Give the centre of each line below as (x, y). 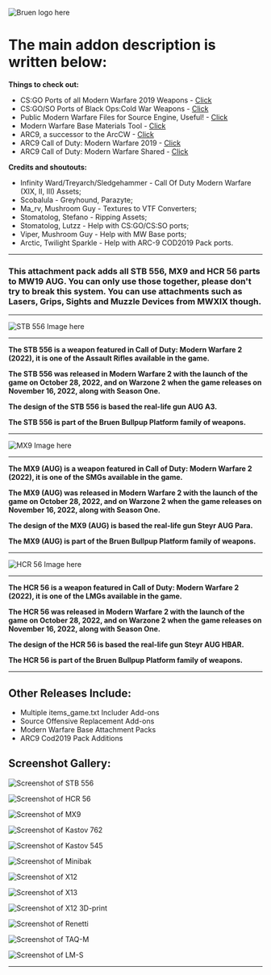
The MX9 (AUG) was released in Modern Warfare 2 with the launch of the (133, 493)
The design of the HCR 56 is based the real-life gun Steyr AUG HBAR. (126, 644)
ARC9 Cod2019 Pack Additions (71, 739)
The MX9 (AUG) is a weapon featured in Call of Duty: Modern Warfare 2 (130, 469)
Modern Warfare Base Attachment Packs (88, 730)
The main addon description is (112, 45)
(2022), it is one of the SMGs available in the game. (96, 477)
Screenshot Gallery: (60, 763)
